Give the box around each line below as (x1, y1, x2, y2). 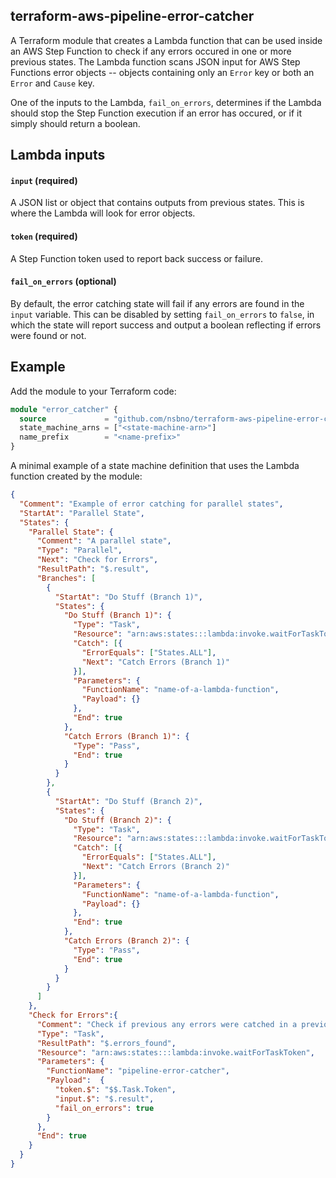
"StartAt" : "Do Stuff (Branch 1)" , (54, 592, 203, 602)
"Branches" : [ (36, 573, 97, 583)
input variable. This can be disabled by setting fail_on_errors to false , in (10, 308, 315, 320)
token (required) (10, 230, 78, 242)
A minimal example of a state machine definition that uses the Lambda (10, 460, 300, 471)
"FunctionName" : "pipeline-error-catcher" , (46, 1066, 230, 1076)
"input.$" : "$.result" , (54, 1094, 155, 1104)
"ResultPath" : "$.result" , (36, 564, 150, 574)
